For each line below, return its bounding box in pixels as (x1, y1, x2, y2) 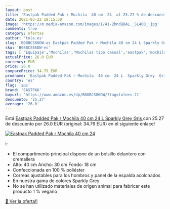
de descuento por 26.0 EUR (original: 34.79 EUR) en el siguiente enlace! (5, 121, 155, 127)
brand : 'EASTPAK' (5, 87, 42, 93)
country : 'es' (5, 78, 35, 83)
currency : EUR (5, 59, 35, 64)
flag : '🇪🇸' (5, 82, 30, 88)
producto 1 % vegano (12, 188, 57, 195)
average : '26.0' (5, 102, 39, 107)
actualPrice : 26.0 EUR (5, 54, 53, 60)
